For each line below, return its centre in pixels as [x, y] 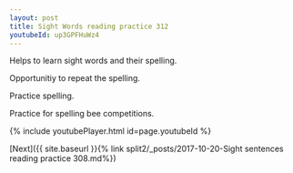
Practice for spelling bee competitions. [82, 114]
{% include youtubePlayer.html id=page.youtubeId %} [111, 131]
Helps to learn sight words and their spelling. [93, 61]
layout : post [34, 18]
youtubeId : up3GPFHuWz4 [55, 35]
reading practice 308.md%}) [63, 158]
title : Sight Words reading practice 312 [89, 26]
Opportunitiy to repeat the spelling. [75, 78]
